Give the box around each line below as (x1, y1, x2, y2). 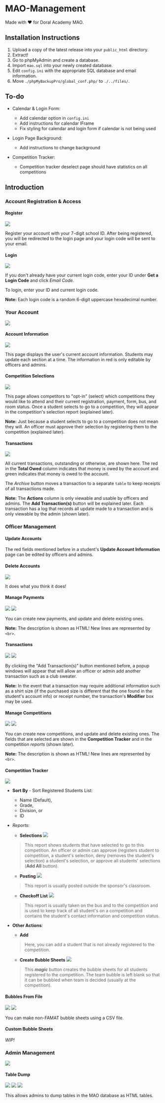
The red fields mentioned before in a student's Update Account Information (5, 547, 160, 552)
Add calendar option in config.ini (19, 115, 90, 121)
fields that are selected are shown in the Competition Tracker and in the (5, 736, 152, 742)
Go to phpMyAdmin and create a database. (12, 57, 99, 63)
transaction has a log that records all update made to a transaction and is (5, 506, 154, 512)
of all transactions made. (5, 486, 56, 492)
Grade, (19, 802, 33, 808)
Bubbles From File (5, 994, 43, 1000)
